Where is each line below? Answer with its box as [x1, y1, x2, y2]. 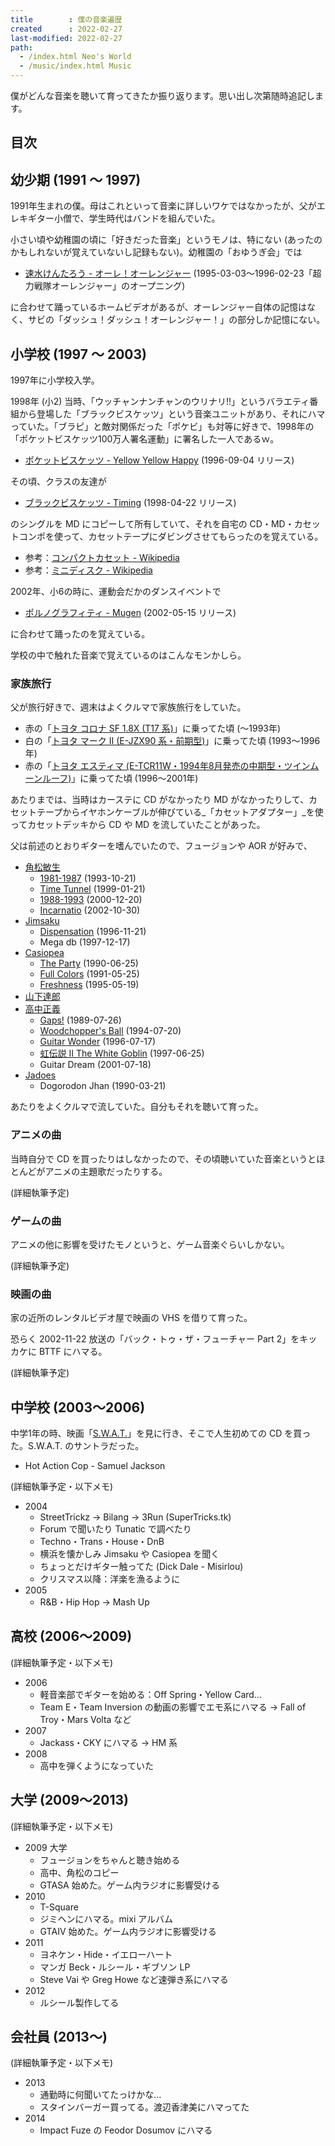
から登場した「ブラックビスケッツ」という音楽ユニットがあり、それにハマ [18, 408, 326, 420]
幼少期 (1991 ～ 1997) [10, 171, 142, 188]
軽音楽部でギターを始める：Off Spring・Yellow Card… [39, 1688, 262, 1700]
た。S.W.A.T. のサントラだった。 [10, 1440, 145, 1452]
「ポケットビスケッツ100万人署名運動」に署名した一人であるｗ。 [10, 433, 280, 445]
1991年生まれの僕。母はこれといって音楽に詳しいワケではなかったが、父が [10, 200, 317, 212]
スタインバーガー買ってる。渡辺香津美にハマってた [39, 2101, 250, 2113]
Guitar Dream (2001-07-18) [39, 1059, 152, 1071]
